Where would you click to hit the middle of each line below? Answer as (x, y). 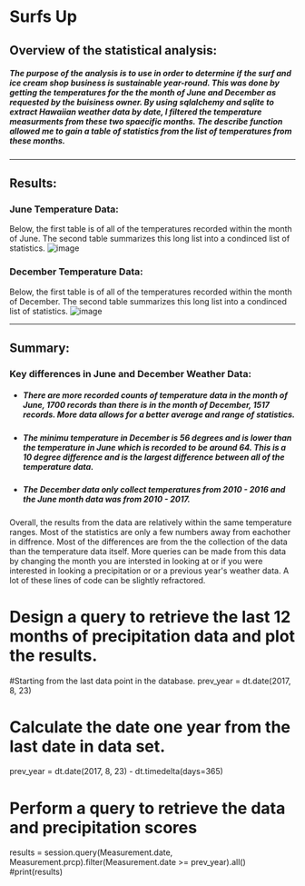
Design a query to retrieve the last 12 (150, 617)
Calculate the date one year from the (150, 727)
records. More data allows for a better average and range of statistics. (159, 414)
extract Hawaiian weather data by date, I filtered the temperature (136, 112)
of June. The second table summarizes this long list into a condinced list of (150, 239)
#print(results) (36, 872)
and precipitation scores (103, 827)
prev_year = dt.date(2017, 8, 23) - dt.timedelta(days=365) (117, 772)
